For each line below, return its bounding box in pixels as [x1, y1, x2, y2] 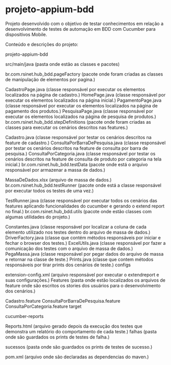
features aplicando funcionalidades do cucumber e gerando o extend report [5, 203, 165, 209]
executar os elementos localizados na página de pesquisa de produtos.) [5, 113, 156, 120]
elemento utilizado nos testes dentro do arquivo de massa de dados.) [5, 229, 151, 235]
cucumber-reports [5, 313, 44, 319]
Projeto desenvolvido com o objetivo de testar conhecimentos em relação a [5, 20, 164, 27]
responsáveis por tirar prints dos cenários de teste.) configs [5, 262, 131, 268]
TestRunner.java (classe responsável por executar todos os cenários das [5, 197, 158, 203]
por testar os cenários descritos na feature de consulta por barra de [5, 145, 148, 151]
